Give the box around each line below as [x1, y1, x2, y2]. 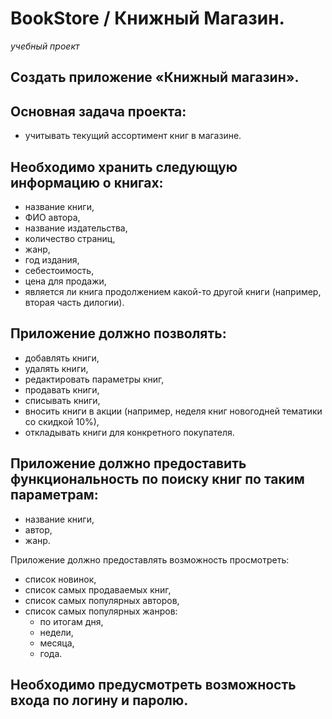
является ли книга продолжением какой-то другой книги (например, [24, 285, 322, 297]
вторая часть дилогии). [24, 296, 125, 308]
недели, [39, 626, 74, 638]
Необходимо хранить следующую [10, 158, 238, 176]
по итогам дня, [39, 615, 104, 627]
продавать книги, [24, 383, 100, 396]
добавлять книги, [24, 352, 100, 364]
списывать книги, [24, 394, 101, 406]
